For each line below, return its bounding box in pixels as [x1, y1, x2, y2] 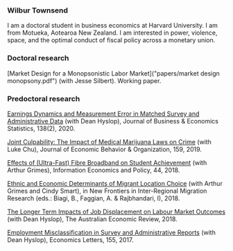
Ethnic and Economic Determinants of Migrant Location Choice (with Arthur [7, 179, 223, 187]
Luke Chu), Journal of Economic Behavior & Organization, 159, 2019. [7, 145, 202, 153]
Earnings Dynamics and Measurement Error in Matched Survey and [7, 110, 200, 118]
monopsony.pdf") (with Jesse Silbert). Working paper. [7, 76, 162, 85]
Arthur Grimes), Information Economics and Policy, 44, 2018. [7, 166, 180, 174]
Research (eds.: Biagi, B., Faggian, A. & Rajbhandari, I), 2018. [7, 193, 180, 202]
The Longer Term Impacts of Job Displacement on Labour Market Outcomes [7, 207, 226, 216]
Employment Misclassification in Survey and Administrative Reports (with [7, 228, 216, 236]
